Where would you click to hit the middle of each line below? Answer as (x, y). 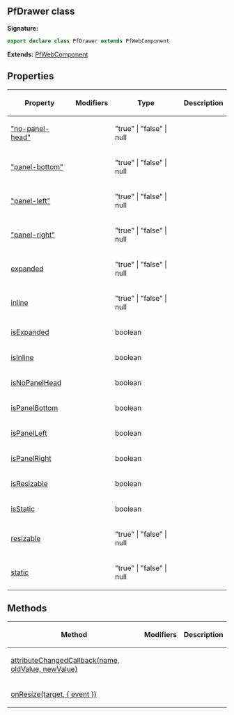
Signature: (23, 28)
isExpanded (30, 332)
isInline (22, 357)
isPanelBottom (34, 408)
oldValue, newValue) (44, 669)
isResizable (29, 483)
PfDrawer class (41, 11)
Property (39, 102)
